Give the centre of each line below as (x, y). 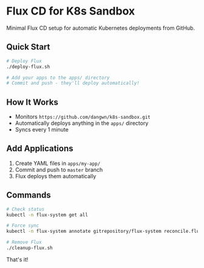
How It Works (32, 102)
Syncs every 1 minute (42, 130)
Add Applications (40, 149)
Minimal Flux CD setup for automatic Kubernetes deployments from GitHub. (101, 28)
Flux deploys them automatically (56, 176)
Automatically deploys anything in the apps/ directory (82, 123)
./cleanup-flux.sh (29, 248)
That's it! (17, 260)
